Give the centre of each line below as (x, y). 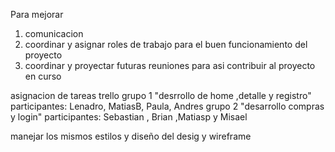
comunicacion (54, 33)
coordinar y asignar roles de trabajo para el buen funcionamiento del (166, 44)
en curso (43, 76)
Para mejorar (37, 14)
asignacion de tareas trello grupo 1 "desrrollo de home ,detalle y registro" (161, 95)
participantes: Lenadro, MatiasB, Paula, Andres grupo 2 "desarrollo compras (167, 106)
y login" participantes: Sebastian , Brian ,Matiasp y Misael (129, 117)
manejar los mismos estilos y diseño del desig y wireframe (131, 136)
